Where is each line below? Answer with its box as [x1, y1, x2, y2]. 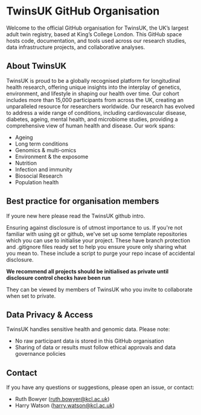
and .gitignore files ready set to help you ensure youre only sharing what [6, 243, 187, 250]
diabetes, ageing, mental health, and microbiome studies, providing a [6, 115, 178, 123]
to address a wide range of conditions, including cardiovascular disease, [6, 109, 187, 116]
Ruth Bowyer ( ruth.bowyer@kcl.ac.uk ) [14, 396, 110, 403]
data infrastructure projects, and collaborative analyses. [6, 43, 145, 51]
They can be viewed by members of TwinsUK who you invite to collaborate [6, 286, 193, 293]
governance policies [14, 350, 66, 358]
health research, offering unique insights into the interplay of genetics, [6, 83, 182, 91]
